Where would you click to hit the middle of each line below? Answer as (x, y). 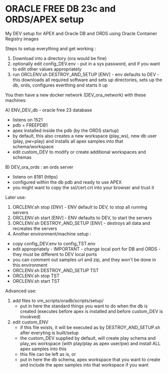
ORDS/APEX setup (45, 19)
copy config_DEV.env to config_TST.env (54, 243)
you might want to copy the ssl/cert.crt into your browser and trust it (83, 188)
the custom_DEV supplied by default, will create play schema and (88, 338)
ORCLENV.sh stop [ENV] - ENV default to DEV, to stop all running (80, 207)
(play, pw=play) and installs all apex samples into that (68, 141)
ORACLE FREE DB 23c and (60, 9)
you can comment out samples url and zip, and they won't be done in (84, 260)
